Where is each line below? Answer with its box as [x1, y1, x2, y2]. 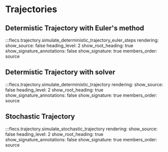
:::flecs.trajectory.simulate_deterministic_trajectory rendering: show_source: [5, 81, 163, 87]
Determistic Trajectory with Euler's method [5, 24, 144, 32]
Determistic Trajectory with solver [5, 68, 115, 77]
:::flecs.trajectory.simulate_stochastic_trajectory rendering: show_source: [5, 126, 158, 132]
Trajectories [5, 4, 57, 15]
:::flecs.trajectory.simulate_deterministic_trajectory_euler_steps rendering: [5, 37, 159, 43]
